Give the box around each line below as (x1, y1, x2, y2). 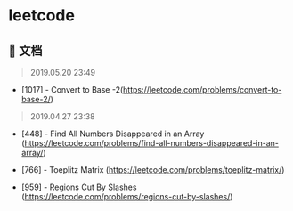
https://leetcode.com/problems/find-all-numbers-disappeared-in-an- (24, 138, 280, 148)
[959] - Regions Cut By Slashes (20, 182, 137, 192)
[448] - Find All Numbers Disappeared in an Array (20, 128, 205, 139)
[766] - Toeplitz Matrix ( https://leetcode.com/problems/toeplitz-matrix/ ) (20, 165, 285, 174)
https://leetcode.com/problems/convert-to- (122, 85, 282, 94)
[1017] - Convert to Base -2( (20, 85, 124, 94)
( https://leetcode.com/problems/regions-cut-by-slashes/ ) (20, 191, 233, 201)
